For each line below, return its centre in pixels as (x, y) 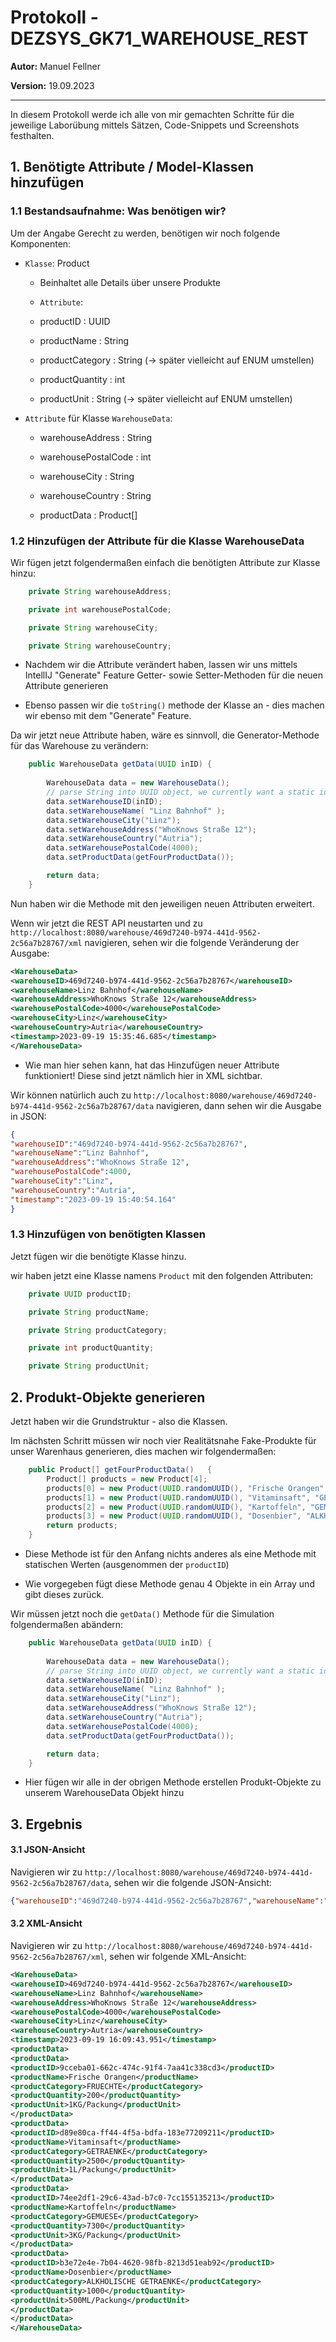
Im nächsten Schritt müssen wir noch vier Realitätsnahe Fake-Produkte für (163, 1441)
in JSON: (28, 1116)
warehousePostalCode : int (95, 457)
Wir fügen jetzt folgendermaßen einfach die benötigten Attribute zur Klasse (165, 562)
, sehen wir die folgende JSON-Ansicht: (190, 1882)
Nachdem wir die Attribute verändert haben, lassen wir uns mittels (161, 665)
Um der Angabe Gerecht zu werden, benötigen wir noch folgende (145, 233)
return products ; (82, 1526)
